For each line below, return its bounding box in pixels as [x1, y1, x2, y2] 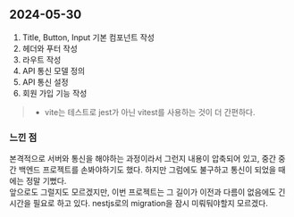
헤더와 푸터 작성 [21, 43, 78, 54]
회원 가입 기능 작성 [21, 88, 88, 98]
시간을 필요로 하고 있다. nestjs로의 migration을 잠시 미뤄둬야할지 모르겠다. [9, 198, 268, 209]
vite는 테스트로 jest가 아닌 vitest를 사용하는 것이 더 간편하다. [44, 106, 256, 117]
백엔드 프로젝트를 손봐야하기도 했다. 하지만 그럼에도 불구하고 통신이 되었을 [18, 164, 277, 175]
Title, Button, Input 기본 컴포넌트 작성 [21, 31, 155, 43]
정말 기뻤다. [25, 176, 67, 187]
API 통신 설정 [21, 76, 69, 88]
